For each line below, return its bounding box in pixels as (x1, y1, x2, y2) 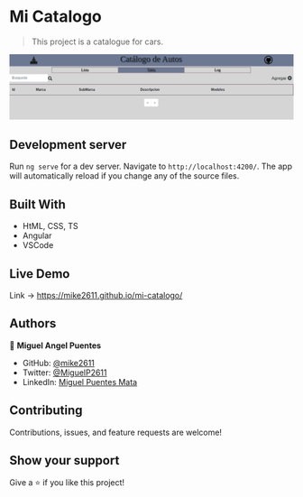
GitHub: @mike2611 (22, 357, 95, 368)
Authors (9, 316, 57, 331)
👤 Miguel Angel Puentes (9, 340, 102, 351)
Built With (9, 197, 66, 212)
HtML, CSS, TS (22, 221, 78, 232)
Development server (9, 137, 127, 152)
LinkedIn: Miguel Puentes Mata (22, 376, 138, 387)
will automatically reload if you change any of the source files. (9, 170, 240, 181)
